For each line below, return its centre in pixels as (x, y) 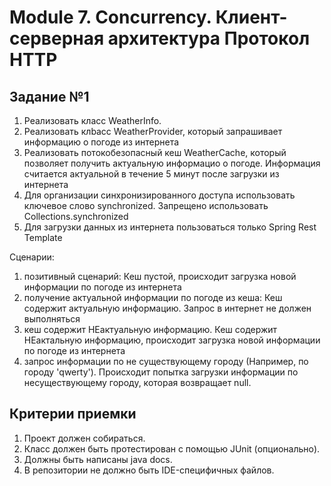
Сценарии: (32, 257)
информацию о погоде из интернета (101, 142)
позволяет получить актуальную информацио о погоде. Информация (172, 163)
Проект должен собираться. (84, 438)
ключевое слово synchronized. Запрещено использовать (146, 205)
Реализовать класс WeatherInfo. (92, 120)
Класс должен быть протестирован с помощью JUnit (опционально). (172, 448)
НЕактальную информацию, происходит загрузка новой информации (172, 340)
